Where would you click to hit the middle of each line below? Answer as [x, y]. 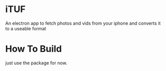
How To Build [34, 49]
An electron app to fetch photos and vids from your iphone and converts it [83, 23]
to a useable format [26, 28]
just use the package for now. [36, 63]
